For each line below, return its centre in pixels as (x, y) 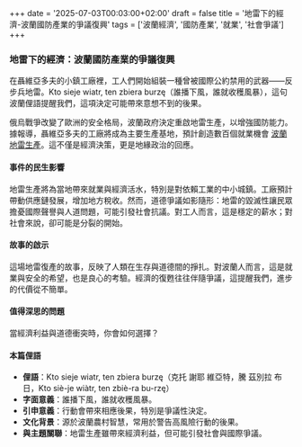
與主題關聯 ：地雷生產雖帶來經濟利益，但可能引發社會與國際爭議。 (144, 434)
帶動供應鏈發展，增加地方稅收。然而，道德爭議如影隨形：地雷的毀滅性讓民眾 (151, 200)
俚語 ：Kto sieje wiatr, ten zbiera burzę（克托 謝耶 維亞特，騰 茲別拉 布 (152, 377)
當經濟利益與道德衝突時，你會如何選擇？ (84, 333)
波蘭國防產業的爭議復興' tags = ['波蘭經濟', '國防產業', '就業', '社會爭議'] (153, 24)
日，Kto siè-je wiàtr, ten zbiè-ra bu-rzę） (98, 389)
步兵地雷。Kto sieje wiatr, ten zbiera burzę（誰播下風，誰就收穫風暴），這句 (148, 92)
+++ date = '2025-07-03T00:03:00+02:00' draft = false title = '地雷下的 (143, 13)
